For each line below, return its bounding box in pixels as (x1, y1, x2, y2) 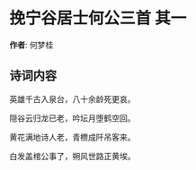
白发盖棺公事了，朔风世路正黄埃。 (9, 150, 136, 161)
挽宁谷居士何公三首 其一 (9, 8, 187, 29)
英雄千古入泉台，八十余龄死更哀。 (9, 93, 136, 104)
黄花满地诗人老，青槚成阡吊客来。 (9, 132, 136, 142)
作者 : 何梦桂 (9, 39, 54, 50)
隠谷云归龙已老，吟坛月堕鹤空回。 (9, 113, 136, 123)
